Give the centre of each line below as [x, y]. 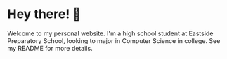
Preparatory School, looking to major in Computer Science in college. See [114, 40]
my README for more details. [50, 48]
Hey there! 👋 [44, 14]
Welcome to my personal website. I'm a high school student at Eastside [110, 33]
